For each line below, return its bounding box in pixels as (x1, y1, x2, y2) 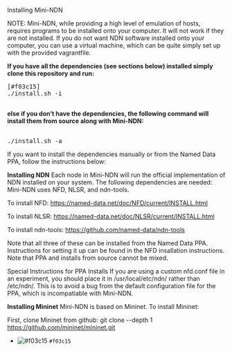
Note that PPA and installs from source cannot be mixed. (7, 254, 168, 262)
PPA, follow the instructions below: (7, 158, 106, 165)
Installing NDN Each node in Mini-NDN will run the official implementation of (7, 171, 226, 179)
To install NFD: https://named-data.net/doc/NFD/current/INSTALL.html (7, 199, 208, 207)
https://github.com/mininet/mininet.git (7, 323, 116, 331)
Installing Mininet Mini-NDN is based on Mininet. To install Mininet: (7, 303, 199, 310)
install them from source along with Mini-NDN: (7, 117, 144, 125)
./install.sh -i (7, 90, 62, 97)
